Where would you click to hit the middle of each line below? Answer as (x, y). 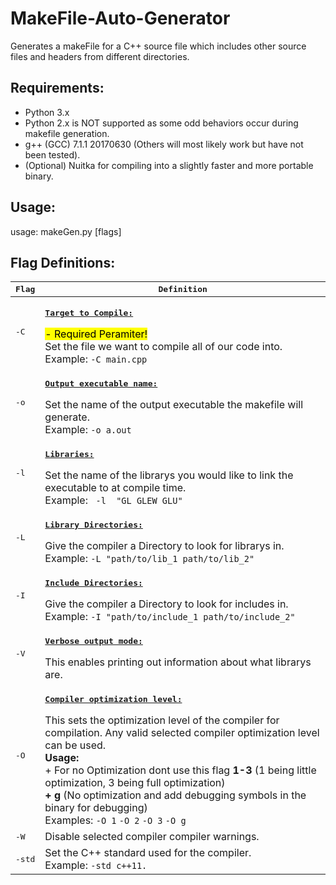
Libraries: (69, 454)
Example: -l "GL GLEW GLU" (113, 500)
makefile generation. (67, 133)
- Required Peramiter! (96, 334)
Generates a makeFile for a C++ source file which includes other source (158, 46)
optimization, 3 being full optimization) (135, 783)
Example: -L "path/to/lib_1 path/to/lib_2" (149, 559)
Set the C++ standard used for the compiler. (148, 853)
